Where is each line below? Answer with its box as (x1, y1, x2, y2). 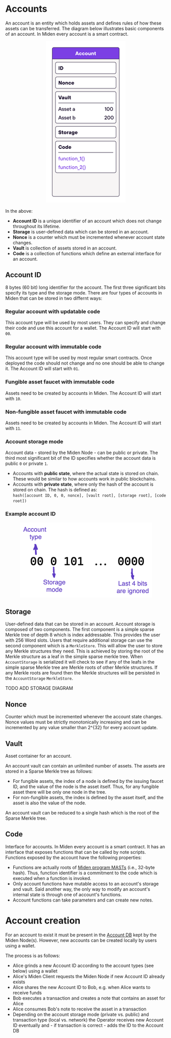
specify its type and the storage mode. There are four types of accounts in (5, 289, 162, 296)
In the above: (5, 208, 33, 214)
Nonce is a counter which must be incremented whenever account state (12, 234, 165, 240)
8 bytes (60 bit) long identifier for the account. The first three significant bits (5, 284, 166, 290)
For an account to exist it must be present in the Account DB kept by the (5, 932, 157, 938)
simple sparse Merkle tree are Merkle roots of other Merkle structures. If (5, 664, 158, 670)
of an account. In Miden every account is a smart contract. (5, 31, 129, 37)
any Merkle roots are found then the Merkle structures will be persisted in (5, 670, 160, 676)
